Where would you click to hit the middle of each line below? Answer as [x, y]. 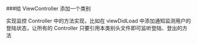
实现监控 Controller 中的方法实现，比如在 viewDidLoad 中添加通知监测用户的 [98, 21]
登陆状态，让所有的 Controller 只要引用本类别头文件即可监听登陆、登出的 [94, 28]
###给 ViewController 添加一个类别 [49, 8]
